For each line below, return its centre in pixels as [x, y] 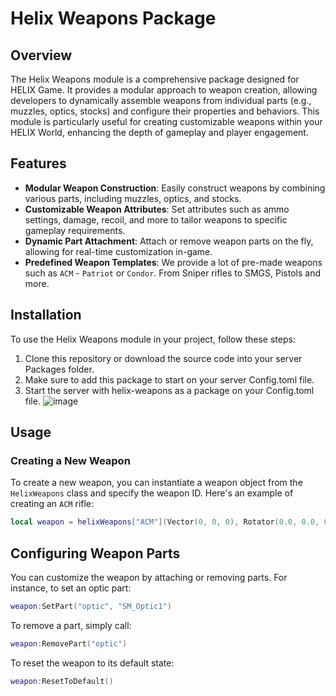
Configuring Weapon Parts [95, 553]
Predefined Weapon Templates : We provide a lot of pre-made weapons [173, 262]
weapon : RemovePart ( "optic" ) [69, 643]
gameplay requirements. [75, 230]
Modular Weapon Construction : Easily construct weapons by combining [175, 188]
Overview [41, 55]
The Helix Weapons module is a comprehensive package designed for [155, 79]
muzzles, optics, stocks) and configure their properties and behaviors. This [165, 111]
